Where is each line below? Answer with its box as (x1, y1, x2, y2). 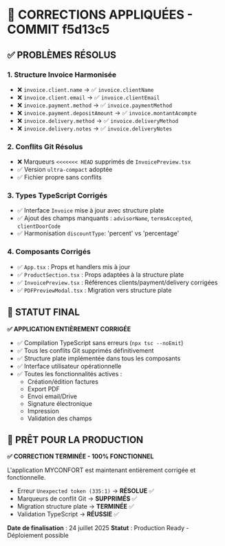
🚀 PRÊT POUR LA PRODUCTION (7, 433, 144, 445)
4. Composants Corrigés (7, 247, 91, 257)
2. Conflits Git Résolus (7, 142, 83, 151)
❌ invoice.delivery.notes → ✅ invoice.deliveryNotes (17, 124, 173, 133)
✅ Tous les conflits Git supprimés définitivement (17, 346, 154, 355)
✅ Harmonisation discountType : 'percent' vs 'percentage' (17, 229, 180, 237)
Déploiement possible (7, 532, 69, 540)
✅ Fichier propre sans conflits (17, 173, 102, 182)
